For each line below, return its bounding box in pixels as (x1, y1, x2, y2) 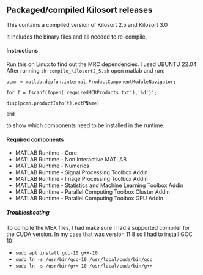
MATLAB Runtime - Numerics (15, 162, 90, 170)
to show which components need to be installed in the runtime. (6, 122, 165, 129)
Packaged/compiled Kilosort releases (6, 5, 153, 15)
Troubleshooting (6, 208, 50, 216)
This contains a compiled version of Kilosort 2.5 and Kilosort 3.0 (6, 21, 168, 28)
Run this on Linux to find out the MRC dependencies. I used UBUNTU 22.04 (6, 61, 197, 68)
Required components (6, 136, 64, 143)
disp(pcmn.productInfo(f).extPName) (6, 100, 100, 106)
